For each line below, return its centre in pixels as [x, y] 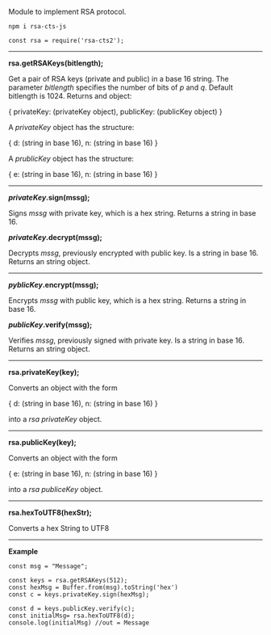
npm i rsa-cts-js [38, 27]
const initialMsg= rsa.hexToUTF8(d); [72, 616]
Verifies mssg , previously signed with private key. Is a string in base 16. [126, 340]
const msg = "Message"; [48, 566]
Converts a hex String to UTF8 [59, 528]
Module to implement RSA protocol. [67, 12]
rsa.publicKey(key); [42, 442]
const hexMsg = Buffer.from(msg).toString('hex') [94, 587]
